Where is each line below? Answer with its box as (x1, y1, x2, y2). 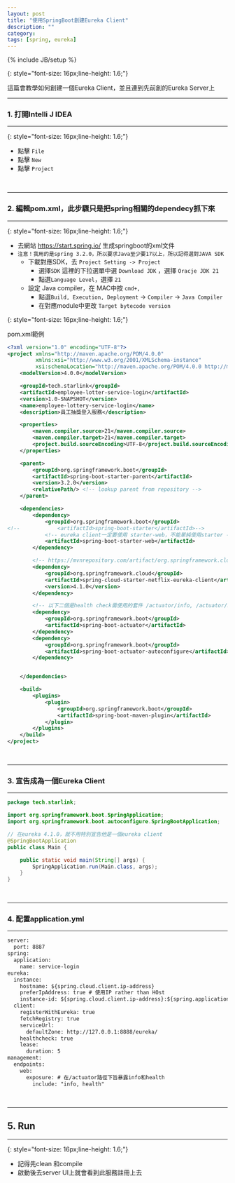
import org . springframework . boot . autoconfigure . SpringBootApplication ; (7, 818, 220, 825)
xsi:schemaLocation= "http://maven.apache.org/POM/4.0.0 (35, 363, 201, 370)
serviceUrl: (20, 1022, 55, 1029)
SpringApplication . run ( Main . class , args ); (32, 863, 158, 870)
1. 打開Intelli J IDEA (7, 109, 73, 119)
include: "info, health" (32, 1081, 105, 1088)
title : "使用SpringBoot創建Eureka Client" (7, 17, 129, 24)
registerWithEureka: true (20, 1009, 96, 1016)
